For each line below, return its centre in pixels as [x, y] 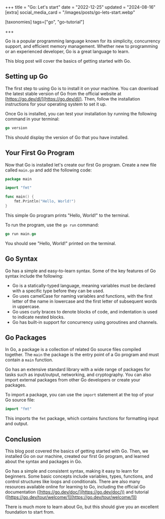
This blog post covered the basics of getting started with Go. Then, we [77, 451]
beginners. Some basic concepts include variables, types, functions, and [79, 476]
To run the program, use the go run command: [52, 225]
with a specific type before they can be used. [58, 291]
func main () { [20, 197]
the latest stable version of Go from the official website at [63, 94]
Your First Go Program [40, 153]
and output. [17, 424]
